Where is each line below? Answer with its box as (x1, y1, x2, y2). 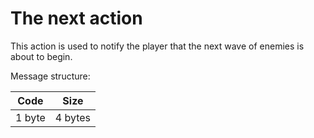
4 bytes (54, 110, 92, 124)
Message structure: (10, 70, 91, 82)
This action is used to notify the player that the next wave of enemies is (10, 40, 305, 52)
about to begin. (10, 50, 73, 62)
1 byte (15, 110, 46, 124)
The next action (10, 7, 143, 30)
